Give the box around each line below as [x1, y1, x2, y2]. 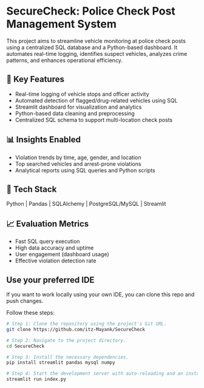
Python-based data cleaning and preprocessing [15, 109, 135, 117]
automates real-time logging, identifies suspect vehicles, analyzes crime [6, 50, 188, 57]
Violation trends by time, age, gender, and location [15, 154, 141, 161]
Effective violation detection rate [15, 257, 97, 265]
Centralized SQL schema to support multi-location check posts [15, 116, 173, 123]
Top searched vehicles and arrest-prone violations [15, 160, 141, 168]
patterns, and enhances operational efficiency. [6, 56, 123, 64]
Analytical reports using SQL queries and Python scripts [15, 166, 156, 174]
